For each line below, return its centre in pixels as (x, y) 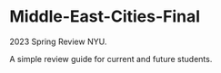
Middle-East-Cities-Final (105, 17)
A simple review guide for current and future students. (111, 59)
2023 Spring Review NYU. (58, 41)
